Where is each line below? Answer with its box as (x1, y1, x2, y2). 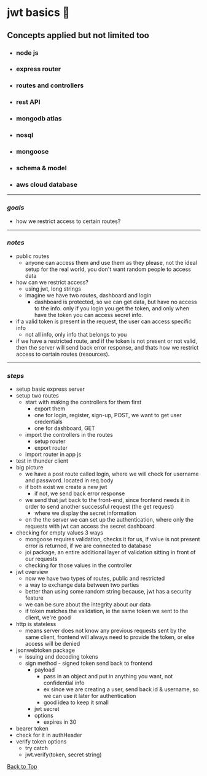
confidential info (43, 679, 85, 687)
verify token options (15, 738, 67, 745)
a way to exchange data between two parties (25, 581, 139, 589)
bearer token (15, 725, 49, 732)
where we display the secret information (34, 509, 136, 517)
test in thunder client (15, 457, 69, 464)
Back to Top (7, 763, 37, 770)
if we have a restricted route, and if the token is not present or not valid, (15, 337, 197, 345)
